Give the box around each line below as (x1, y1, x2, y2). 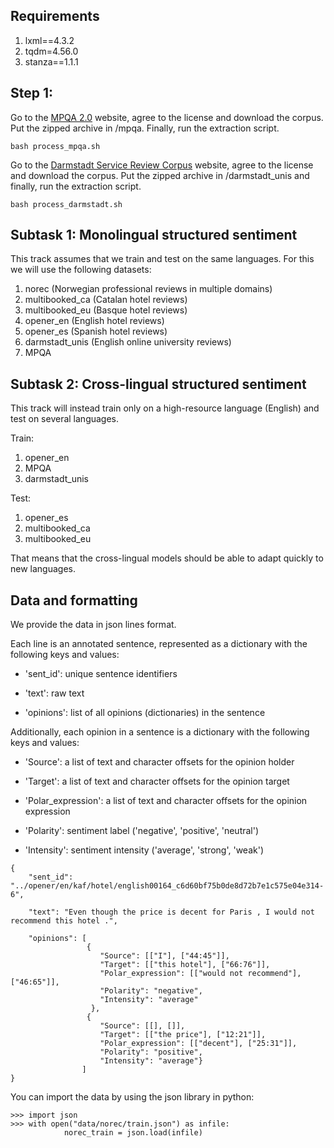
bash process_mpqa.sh (10, 141, 101, 151)
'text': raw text (24, 687, 85, 699)
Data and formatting (10, 592, 138, 609)
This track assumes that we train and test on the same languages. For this (10, 253, 315, 265)
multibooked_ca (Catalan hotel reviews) (24, 294, 188, 306)
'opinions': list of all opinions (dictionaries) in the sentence (24, 707, 266, 719)
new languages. (10, 563, 76, 575)
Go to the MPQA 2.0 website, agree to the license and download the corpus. (10, 111, 324, 123)
